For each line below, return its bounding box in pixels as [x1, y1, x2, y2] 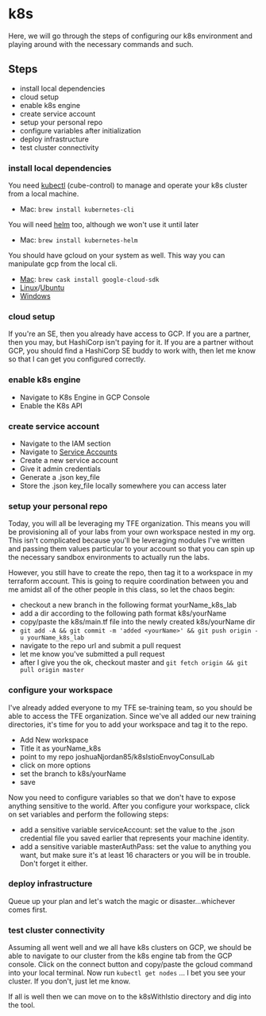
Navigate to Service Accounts [19, 446, 118, 457]
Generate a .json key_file [19, 472, 101, 481]
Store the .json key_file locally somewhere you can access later [19, 481, 227, 490]
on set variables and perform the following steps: [8, 809, 169, 819]
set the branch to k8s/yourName [19, 768, 127, 778]
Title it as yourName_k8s [19, 744, 102, 753]
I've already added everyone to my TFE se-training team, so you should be [8, 702, 253, 712]
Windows [19, 292, 51, 301]
